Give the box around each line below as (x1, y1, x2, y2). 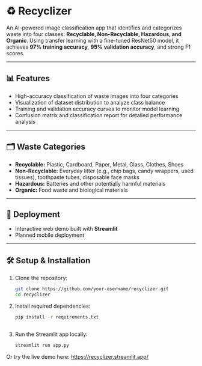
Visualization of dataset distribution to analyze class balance (14, 99, 165, 106)
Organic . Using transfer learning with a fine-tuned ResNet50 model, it (6, 37, 179, 44)
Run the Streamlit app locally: (14, 331, 88, 338)
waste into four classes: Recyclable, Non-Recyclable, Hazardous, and (6, 30, 182, 37)
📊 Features (6, 73, 50, 84)
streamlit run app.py (14, 342, 69, 348)
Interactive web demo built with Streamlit (14, 225, 118, 233)
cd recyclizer (14, 291, 50, 298)
